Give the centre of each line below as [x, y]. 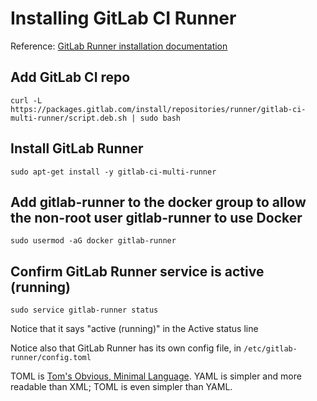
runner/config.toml [51, 358]
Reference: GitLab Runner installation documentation [119, 46]
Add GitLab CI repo [70, 77]
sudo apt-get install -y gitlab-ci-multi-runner [113, 172]
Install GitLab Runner [77, 148]
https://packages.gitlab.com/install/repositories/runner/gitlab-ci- [158, 109]
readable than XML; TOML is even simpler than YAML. [121, 387]
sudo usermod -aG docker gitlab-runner [93, 241]
